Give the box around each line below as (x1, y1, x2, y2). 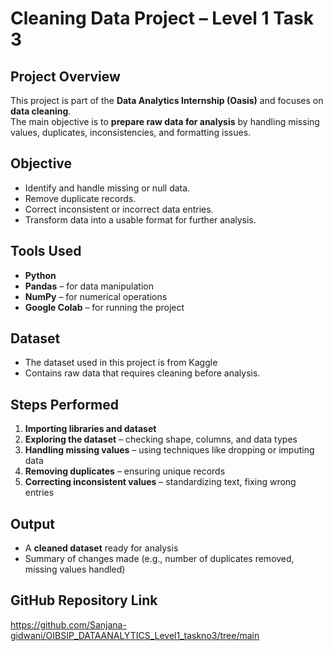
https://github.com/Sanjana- (10, 618, 127, 631)
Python (24, 269, 57, 281)
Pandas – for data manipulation (24, 280, 154, 292)
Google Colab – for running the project (24, 301, 185, 313)
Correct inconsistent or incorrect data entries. (24, 203, 214, 215)
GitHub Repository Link (10, 592, 158, 609)
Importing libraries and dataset (24, 423, 157, 435)
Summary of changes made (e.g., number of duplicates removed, (24, 553, 295, 565)
